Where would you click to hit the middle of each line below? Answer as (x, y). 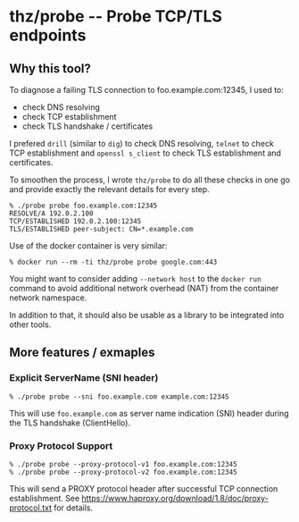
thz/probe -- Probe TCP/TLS (116, 17)
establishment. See (45, 498)
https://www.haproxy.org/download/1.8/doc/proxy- (175, 498)
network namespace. (48, 298)
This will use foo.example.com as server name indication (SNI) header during (149, 413)
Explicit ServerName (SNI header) (84, 378)
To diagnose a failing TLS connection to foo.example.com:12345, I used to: (146, 90)
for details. (73, 508)
